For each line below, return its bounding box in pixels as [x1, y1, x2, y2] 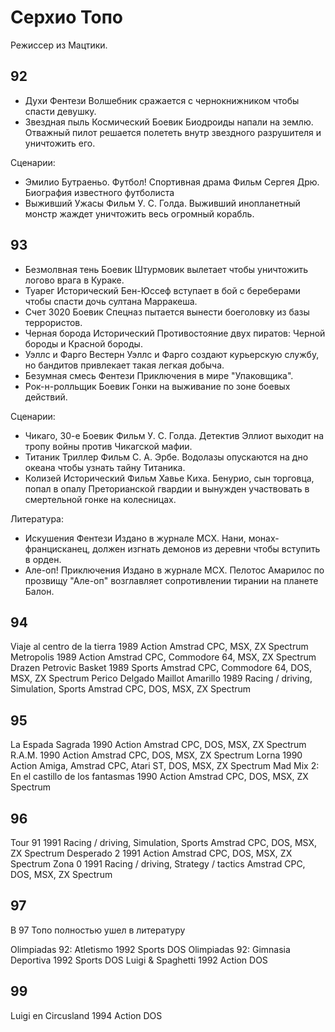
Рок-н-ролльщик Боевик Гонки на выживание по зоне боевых [24, 380, 291, 392]
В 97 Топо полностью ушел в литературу [10, 924, 186, 936]
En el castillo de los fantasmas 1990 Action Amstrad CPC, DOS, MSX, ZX [10, 771, 309, 783]
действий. [24, 391, 68, 403]
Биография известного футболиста [24, 186, 175, 198]
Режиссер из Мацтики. [10, 39, 108, 51]
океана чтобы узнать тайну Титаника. [24, 461, 186, 473]
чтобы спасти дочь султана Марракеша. [24, 295, 198, 307]
